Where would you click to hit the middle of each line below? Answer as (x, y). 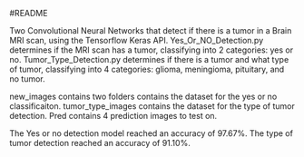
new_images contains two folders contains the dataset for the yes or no (143, 96)
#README (29, 13)
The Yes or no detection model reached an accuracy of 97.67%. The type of (151, 133)
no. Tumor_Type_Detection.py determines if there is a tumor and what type (149, 59)
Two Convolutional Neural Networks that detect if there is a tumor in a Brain (151, 30)
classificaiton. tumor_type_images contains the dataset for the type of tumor (152, 106)
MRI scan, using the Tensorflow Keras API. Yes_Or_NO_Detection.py (137, 40)
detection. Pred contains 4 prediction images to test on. (113, 116)
